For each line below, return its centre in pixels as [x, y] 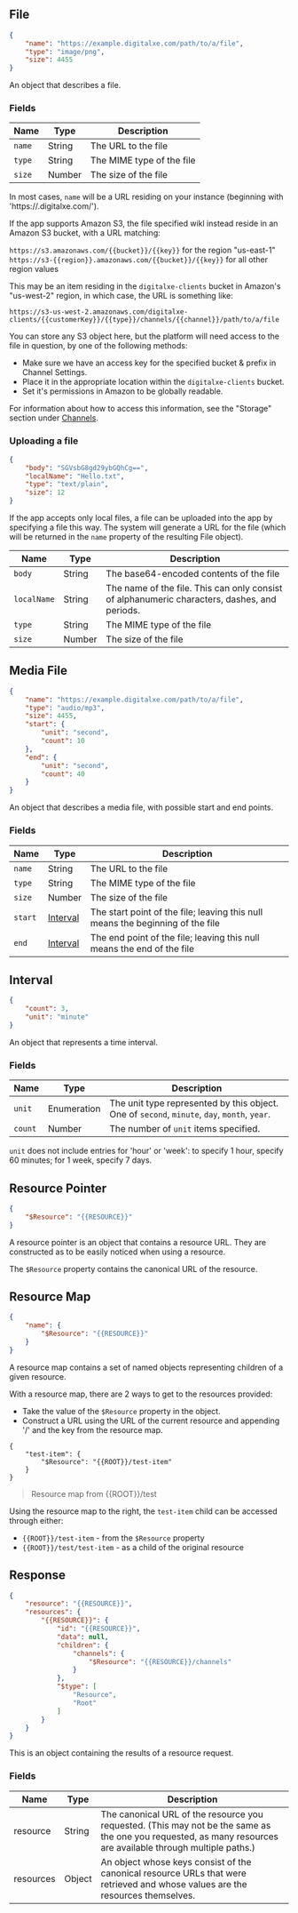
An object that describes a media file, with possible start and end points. [141, 807]
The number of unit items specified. [185, 1129]
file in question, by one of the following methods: [98, 346]
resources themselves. [148, 1895]
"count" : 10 [63, 741]
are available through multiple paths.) [178, 1847]
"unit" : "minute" [57, 1017]
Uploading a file [44, 441]
